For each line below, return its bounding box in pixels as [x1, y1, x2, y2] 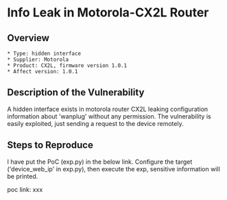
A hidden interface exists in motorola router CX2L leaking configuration [7, 105, 208, 113]
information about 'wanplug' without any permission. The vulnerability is [7, 112, 211, 121]
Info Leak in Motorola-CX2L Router [7, 5, 209, 21]
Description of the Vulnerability [7, 87, 145, 99]
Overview [7, 32, 50, 44]
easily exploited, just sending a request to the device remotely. [7, 119, 184, 127]
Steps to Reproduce [7, 139, 94, 151]
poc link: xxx [7, 185, 43, 193]
